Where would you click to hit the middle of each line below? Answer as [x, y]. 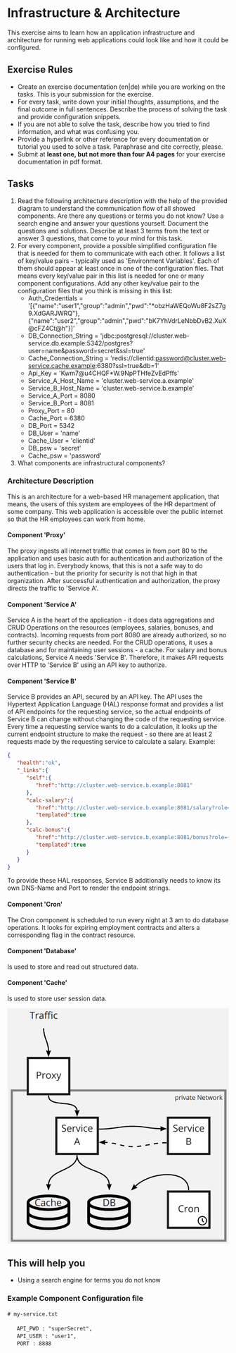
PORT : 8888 [34, 1344]
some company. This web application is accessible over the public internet [115, 511]
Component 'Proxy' [37, 535]
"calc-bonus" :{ [48, 830]
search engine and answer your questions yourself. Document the [113, 223]
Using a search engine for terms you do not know [89, 1280]
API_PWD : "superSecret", [54, 1329]
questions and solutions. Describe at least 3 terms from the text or [113, 231]
